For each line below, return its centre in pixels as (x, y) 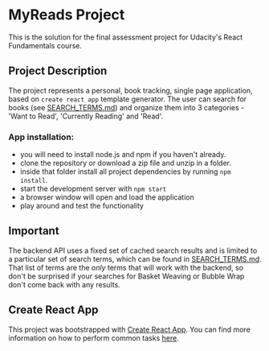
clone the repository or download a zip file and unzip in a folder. (125, 163)
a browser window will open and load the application (107, 197)
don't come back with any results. (64, 284)
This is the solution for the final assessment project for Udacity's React (126, 37)
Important (34, 231)
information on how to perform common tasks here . (94, 338)
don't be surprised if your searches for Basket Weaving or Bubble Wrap (126, 276)
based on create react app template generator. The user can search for (128, 99)
